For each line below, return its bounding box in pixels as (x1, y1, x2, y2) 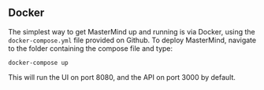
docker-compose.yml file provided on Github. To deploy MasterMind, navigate (8, 35, 257, 45)
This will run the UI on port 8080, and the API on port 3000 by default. (8, 72, 236, 81)
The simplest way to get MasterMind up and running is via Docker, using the (8, 27, 256, 36)
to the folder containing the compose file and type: (8, 43, 173, 53)
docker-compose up (8, 59, 69, 67)
